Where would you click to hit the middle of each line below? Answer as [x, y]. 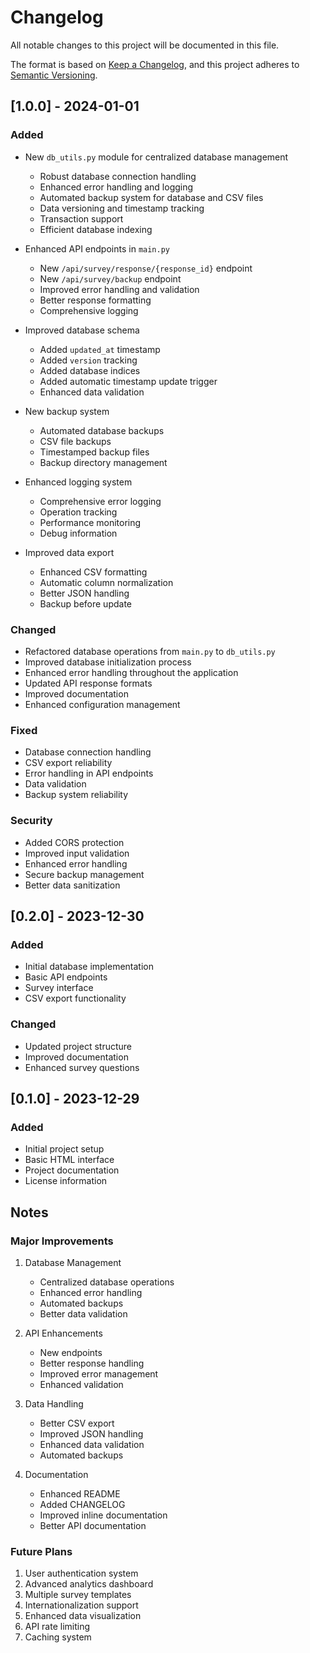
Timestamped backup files [94, 452]
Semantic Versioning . [54, 75]
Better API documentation [93, 1525]
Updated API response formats [88, 683]
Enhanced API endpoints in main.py [97, 248]
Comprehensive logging [89, 310]
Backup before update [86, 603]
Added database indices [90, 370]
